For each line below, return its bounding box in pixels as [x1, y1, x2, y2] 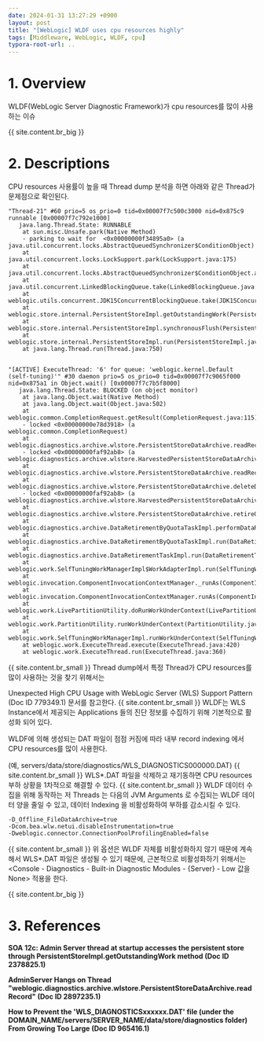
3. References [8, 917, 101, 935]
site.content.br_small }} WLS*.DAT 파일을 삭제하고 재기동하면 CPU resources [8, 770, 253, 780]
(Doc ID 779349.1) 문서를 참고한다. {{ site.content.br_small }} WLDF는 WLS [8, 698, 246, 707]
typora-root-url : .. [8, 41, 76, 49]
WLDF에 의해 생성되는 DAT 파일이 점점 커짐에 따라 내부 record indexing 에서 [8, 734, 245, 744]
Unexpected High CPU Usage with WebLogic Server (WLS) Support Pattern [8, 688, 253, 697]
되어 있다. [22, 718, 53, 726]
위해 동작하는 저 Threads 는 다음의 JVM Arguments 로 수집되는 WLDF [22, 790, 241, 799]
